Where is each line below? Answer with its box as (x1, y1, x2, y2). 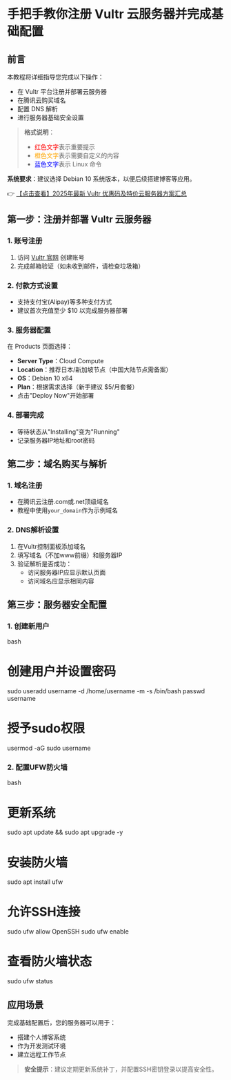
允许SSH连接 (7, 904, 81, 920)
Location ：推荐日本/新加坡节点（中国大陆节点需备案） (17, 365, 172, 374)
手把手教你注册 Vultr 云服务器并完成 (7, 6, 212, 22)
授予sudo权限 (7, 721, 85, 736)
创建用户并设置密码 (7, 664, 117, 679)
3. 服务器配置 (7, 325, 51, 335)
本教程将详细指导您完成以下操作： (7, 73, 104, 81)
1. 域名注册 (7, 481, 43, 490)
